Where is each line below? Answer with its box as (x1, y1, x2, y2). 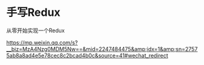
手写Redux (6, 5, 61, 19)
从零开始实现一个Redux (6, 27, 65, 34)
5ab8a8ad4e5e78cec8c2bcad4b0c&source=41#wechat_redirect (6, 52, 169, 59)
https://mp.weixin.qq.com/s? (6, 39, 78, 46)
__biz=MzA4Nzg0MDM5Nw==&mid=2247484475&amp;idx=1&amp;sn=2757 (6, 45, 198, 52)
